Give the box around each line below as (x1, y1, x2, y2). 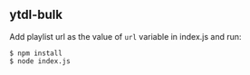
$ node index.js (9, 56, 71, 66)
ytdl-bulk (9, 7, 63, 23)
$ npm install (9, 49, 63, 58)
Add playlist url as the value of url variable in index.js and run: (9, 31, 242, 42)
